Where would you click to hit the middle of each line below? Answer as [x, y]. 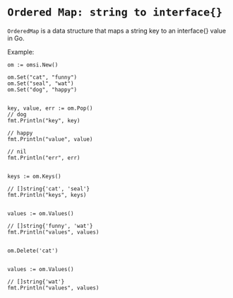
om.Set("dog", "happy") [42, 90]
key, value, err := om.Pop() [50, 108]
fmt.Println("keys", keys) [47, 195]
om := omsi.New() [33, 65]
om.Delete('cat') [33, 251]
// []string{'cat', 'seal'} [49, 189]
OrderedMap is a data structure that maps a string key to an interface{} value [117, 30]
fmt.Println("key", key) [44, 120]
